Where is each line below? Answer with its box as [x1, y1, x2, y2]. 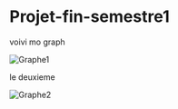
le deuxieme [9, 71, 56, 83]
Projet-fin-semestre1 [9, 6, 170, 27]
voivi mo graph [9, 36, 65, 47]
